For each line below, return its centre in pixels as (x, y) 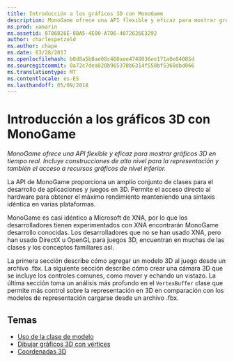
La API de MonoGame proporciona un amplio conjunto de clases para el (110, 182)
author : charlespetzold (42, 40)
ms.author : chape (32, 46)
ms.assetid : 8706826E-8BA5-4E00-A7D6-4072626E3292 (82, 33)
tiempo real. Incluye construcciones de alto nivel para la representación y (113, 161)
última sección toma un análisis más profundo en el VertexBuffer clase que (115, 283)
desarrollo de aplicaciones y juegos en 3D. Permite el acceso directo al (109, 190)
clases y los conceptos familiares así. (61, 248)
